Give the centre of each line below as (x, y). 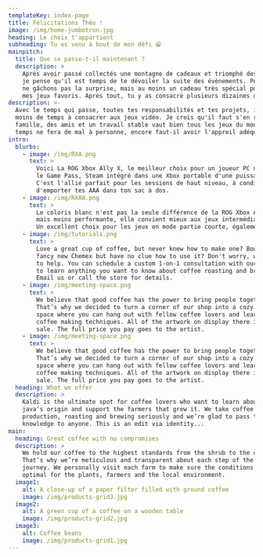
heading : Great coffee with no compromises (87, 439)
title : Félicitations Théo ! (56, 23)
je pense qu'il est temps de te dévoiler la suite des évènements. (134, 81)
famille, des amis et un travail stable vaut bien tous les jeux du (129, 125)
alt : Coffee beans (52, 533)
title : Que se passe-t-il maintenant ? (80, 60)
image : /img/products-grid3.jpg (75, 497)
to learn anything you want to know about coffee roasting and (141, 271)
